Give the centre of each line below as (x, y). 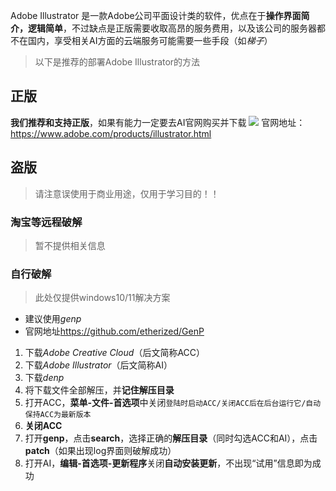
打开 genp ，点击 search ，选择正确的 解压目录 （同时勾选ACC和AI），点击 (171, 438)
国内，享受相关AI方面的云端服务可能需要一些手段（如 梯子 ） (150, 40)
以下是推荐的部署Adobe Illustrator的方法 (117, 62)
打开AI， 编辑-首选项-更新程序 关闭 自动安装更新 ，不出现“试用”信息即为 (168, 463)
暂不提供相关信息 (70, 245)
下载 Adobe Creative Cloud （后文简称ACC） (115, 353)
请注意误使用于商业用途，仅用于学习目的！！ (127, 193)
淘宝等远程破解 (46, 222)
